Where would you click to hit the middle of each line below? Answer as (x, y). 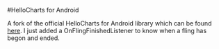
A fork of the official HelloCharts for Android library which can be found (109, 23)
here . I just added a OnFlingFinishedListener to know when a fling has (107, 31)
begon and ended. (34, 38)
